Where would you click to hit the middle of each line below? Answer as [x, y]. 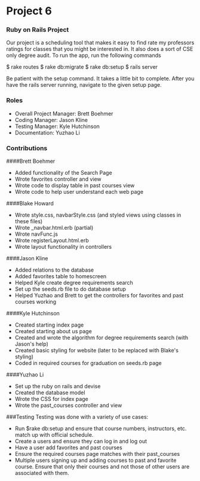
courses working [36, 302]
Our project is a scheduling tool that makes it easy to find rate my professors [100, 42]
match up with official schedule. [54, 435]
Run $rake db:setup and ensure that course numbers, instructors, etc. [101, 428]
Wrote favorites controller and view [58, 179]
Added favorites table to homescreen [61, 276]
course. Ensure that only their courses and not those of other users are [102, 467]
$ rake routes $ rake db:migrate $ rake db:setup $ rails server [82, 67]
